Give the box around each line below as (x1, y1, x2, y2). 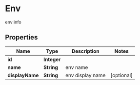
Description (71, 47, 100, 54)
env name (65, 64, 88, 71)
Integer (43, 56, 61, 63)
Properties (5, 33, 38, 42)
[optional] (110, 72, 133, 79)
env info (5, 19, 21, 25)
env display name (65, 72, 106, 79)
